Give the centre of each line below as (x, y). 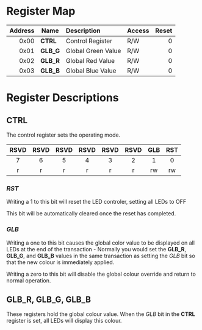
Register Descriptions (63, 98)
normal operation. (29, 280)
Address (22, 30)
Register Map (41, 11)
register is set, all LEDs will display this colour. (64, 321)
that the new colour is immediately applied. (60, 262)
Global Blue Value (91, 70)
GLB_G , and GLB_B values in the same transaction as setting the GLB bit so (101, 256)
